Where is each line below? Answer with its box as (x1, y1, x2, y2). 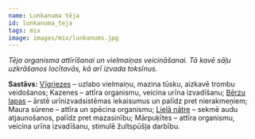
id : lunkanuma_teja (8, 19, 73, 27)
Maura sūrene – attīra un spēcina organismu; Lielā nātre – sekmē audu (8, 105, 238, 114)
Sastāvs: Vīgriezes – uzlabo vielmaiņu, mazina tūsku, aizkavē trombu (8, 79, 236, 89)
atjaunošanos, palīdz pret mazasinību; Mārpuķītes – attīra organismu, (8, 113, 235, 123)
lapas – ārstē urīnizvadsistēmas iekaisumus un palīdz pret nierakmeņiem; (8, 96, 248, 106)
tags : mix (8, 26, 41, 34)
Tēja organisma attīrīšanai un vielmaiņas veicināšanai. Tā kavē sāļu (8, 56, 232, 65)
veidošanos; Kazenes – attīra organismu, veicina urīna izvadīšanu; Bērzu (8, 88, 246, 98)
